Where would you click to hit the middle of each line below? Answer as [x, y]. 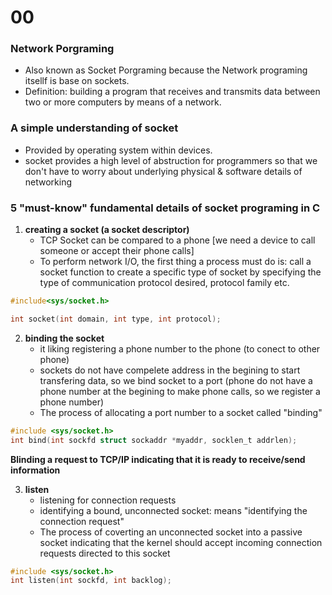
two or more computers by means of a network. [123, 102]
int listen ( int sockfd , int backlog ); [91, 581]
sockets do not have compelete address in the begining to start [170, 370]
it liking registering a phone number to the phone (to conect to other [180, 348]
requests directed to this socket [105, 553]
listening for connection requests [108, 500]
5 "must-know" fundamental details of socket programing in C [165, 208]
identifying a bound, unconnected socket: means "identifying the [173, 510]
